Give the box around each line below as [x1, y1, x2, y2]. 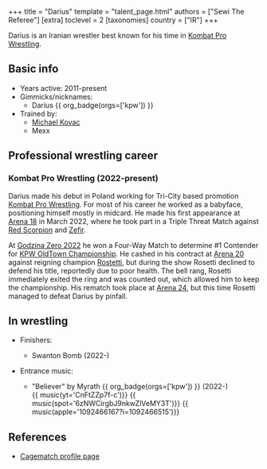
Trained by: [19, 108, 57, 118]
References [8, 430, 67, 443]
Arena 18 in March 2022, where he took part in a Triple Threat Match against [8, 216, 259, 226]
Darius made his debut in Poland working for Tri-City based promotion [8, 191, 239, 200]
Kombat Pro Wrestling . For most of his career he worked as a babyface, [8, 199, 243, 209]
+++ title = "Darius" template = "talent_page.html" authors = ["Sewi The [8, 7, 245, 16]
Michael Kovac [31, 117, 80, 127]
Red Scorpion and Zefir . [8, 225, 86, 235]
